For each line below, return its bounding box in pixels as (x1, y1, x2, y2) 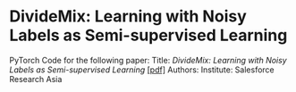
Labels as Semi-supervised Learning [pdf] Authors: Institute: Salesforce (9, 64, 275, 75)
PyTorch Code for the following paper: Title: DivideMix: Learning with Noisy (9, 54, 288, 65)
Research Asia (9, 73, 63, 84)
